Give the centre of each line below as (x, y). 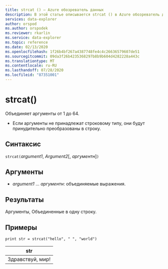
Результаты (24, 200)
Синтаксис (23, 144)
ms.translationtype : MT (30, 61)
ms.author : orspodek (27, 28)
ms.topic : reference (27, 42)
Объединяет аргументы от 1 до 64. (42, 113)
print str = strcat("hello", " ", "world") (51, 239)
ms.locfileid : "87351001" (32, 75)
